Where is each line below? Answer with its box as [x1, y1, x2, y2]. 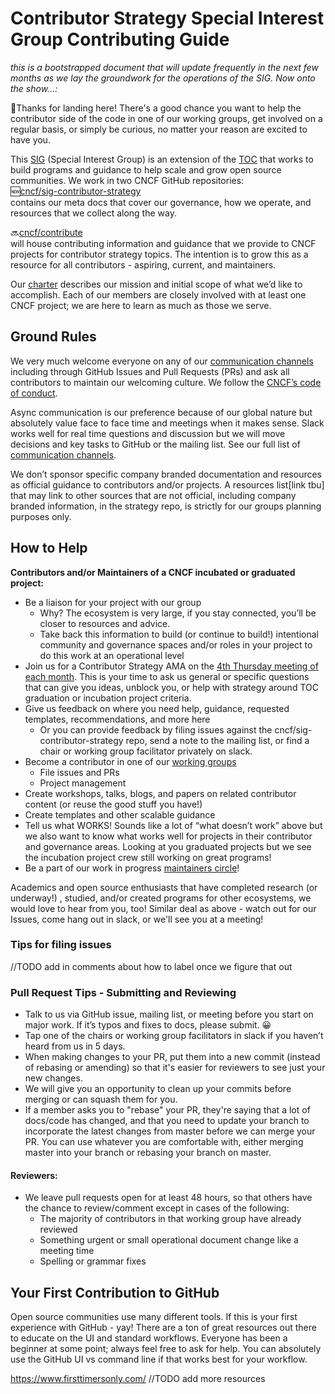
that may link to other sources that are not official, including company [10, 489, 297, 501]
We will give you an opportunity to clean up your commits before [24, 1083, 292, 1095]
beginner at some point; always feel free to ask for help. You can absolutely [10, 1343, 322, 1355]
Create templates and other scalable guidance [24, 808, 216, 821]
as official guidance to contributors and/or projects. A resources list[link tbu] [10, 478, 325, 491]
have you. [10, 133, 51, 146]
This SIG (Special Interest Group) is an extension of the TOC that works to [10, 153, 314, 165]
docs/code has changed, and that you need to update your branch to [24, 1115, 310, 1127]
